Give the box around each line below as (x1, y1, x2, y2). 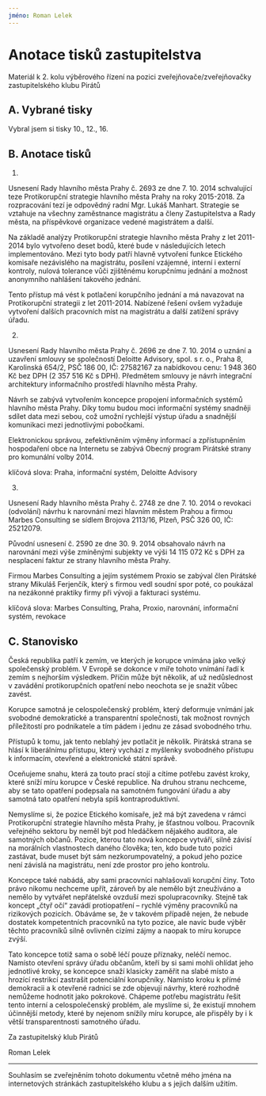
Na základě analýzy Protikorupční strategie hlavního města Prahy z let (8, 233, 236, 242)
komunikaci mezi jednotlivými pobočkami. (8, 421, 145, 430)
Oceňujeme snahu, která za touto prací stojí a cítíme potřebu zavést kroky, (8, 769, 251, 778)
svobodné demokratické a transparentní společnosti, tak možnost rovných (8, 714, 251, 722)
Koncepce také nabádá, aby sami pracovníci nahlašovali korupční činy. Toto (8, 876, 255, 885)
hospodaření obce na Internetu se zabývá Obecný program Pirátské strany (8, 444, 252, 454)
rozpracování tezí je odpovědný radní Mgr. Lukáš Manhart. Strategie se (8, 200, 240, 210)
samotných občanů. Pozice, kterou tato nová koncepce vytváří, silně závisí (8, 835, 252, 844)
